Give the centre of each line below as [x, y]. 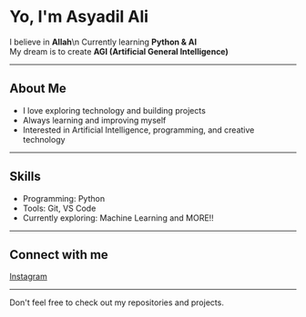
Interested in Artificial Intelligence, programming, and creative [138, 130]
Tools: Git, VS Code [59, 208]
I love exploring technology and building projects [114, 110]
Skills [25, 177]
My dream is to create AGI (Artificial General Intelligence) [119, 51]
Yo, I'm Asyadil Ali [79, 17]
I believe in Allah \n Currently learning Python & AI [103, 42]
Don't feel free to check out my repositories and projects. [117, 302]
